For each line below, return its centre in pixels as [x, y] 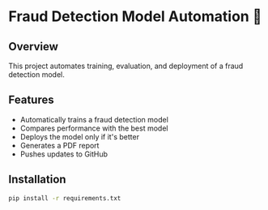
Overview [34, 47]
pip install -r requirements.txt [65, 198]
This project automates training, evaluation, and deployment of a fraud [126, 66]
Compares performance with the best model [94, 128]
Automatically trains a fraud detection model [94, 119]
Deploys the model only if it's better [80, 136]
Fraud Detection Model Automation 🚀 [135, 17]
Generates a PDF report [60, 145]
